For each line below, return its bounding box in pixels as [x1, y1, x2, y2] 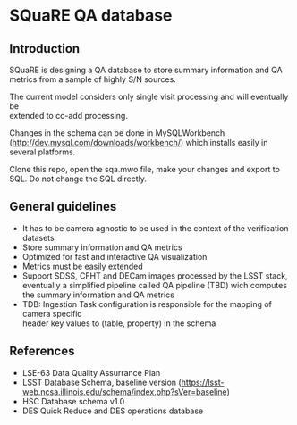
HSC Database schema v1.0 [21, 396, 125, 406]
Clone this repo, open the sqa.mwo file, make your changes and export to [9, 164, 280, 174]
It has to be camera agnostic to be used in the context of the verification [21, 222, 289, 233]
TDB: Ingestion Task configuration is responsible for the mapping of [21, 298, 273, 309]
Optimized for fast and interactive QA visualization [21, 251, 208, 262]
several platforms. [9, 146, 76, 157]
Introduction [9, 41, 81, 56]
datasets [21, 232, 55, 243]
